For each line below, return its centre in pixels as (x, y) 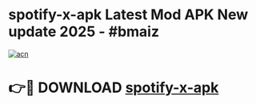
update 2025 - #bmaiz (84, 32)
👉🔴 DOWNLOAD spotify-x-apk (114, 88)
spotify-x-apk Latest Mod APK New (128, 15)
